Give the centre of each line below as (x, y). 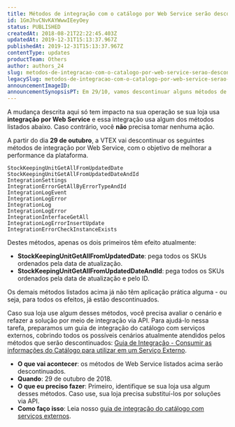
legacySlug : (24, 79)
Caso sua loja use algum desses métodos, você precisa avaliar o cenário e (115, 313)
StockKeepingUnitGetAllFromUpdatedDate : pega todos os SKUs (112, 256)
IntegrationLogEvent (37, 193)
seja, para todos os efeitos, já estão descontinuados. (83, 299)
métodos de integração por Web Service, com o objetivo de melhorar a (109, 148)
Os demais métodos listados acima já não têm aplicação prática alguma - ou (117, 292)
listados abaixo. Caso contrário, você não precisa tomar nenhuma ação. (111, 127)
